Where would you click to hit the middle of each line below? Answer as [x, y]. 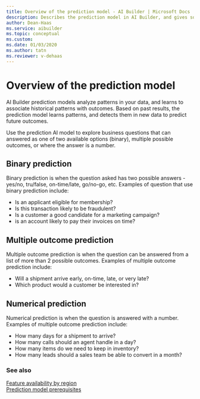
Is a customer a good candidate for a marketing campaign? [87, 215]
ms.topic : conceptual [33, 34]
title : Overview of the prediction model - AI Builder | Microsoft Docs [98, 12]
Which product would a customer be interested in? [77, 285]
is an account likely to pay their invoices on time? [75, 222]
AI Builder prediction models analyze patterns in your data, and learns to [95, 102]
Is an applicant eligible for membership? [64, 202]
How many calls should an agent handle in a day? [75, 342]
